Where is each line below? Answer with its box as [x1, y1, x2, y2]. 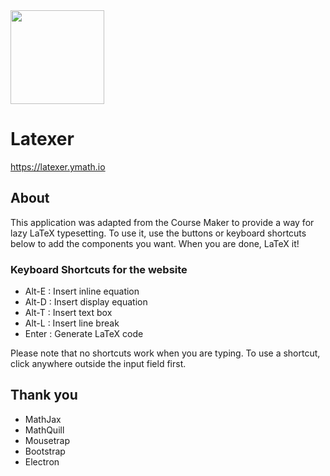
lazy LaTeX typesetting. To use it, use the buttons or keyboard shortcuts [10, 227, 307, 239]
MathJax [24, 413, 62, 425]
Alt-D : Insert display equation [24, 296, 148, 308]
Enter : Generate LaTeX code [24, 328, 144, 340]
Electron [24, 455, 60, 468]
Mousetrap [24, 434, 70, 446]
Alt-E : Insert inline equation [24, 285, 140, 298]
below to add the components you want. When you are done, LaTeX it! [10, 237, 300, 249]
